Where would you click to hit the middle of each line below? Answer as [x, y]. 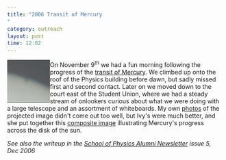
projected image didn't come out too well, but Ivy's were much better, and [111, 116]
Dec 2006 [21, 150]
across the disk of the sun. [45, 130]
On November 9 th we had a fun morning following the [125, 64]
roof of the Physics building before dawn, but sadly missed [133, 79]
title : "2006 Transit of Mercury [55, 14]
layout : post [26, 36]
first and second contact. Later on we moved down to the [131, 86]
